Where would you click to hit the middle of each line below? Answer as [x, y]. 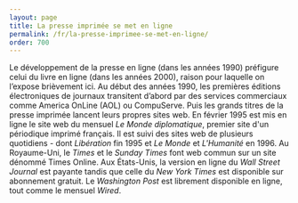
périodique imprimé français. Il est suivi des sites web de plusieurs [131, 134]
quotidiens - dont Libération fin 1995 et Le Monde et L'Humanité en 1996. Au [149, 143]
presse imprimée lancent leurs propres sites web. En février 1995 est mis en [148, 115]
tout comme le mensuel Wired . [65, 191]
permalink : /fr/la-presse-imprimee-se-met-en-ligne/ [109, 34]
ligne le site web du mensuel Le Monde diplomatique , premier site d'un [139, 125]
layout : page [33, 17]
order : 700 [29, 42]
